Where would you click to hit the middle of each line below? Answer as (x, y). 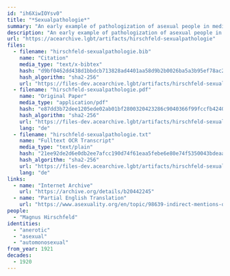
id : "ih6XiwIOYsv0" (35, 13)
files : (16, 45)
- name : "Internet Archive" (53, 186)
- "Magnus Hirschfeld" (46, 217)
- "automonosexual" (41, 243)
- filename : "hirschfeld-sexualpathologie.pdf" (82, 90)
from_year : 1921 (30, 249)
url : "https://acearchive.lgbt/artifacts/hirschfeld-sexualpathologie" (111, 39)
